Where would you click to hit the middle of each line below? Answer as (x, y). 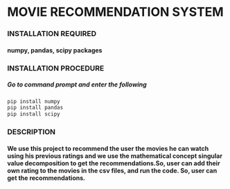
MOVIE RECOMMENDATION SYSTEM (115, 12)
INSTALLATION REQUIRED (52, 34)
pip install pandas (35, 108)
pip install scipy (34, 114)
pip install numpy (34, 101)
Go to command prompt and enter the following (77, 84)
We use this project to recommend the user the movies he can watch (108, 148)
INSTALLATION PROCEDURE (56, 68)
